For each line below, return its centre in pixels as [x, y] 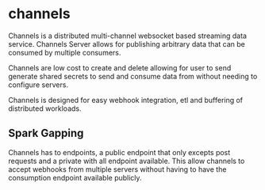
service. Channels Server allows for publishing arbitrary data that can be [127, 44]
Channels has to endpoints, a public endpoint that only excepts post [119, 152]
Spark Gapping [46, 133]
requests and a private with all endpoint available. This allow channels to [127, 161]
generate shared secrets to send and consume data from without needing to [133, 76]
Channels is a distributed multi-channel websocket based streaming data [128, 36]
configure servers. [38, 85]
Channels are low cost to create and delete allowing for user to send [120, 67]
